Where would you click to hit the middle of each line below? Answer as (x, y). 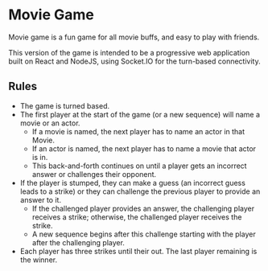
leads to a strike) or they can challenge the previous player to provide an (140, 191)
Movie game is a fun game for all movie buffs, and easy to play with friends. (134, 37)
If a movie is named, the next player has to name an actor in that (138, 131)
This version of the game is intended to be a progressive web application (129, 52)
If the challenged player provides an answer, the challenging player (143, 208)
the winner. (39, 260)
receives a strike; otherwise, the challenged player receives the (137, 217)
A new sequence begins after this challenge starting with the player (144, 234)
